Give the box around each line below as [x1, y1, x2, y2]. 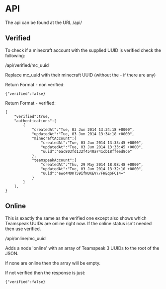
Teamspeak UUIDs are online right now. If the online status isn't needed [5, 220, 152, 226]
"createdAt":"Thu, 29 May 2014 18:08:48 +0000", [40, 162, 143, 167]
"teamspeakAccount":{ [31, 158, 77, 163]
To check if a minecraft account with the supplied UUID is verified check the [5, 47, 162, 53]
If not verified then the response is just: [5, 270, 85, 276]
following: [5, 52, 25, 58]
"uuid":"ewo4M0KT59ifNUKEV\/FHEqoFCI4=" [40, 171, 126, 176]
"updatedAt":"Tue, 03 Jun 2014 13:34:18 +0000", [31, 131, 135, 136]
